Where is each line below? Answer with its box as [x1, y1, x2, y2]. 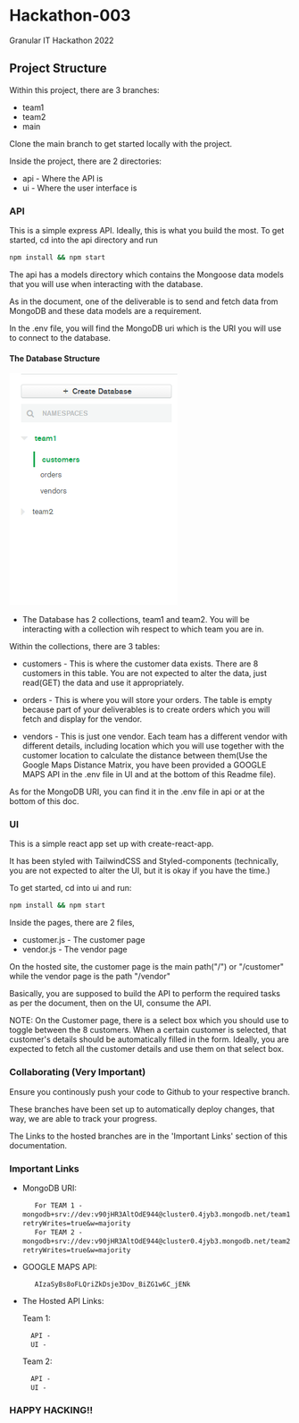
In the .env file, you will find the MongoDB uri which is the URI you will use [9, 323, 282, 334]
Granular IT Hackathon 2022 [9, 35, 114, 46]
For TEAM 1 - [34, 1200, 83, 1210]
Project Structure [9, 61, 107, 76]
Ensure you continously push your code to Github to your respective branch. [9, 1086, 290, 1097]
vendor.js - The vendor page [21, 944, 128, 955]
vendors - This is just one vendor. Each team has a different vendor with [21, 731, 288, 742]
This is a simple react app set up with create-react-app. [9, 838, 214, 850]
